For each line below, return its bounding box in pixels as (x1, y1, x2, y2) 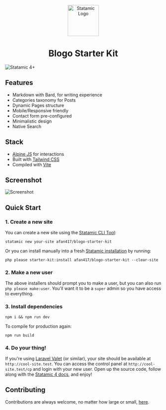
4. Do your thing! (5, 344, 47, 351)
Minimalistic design (12, 118, 52, 124)
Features (5, 78, 33, 87)
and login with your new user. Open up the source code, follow (33, 366, 161, 372)
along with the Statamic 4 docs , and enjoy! (5, 371, 93, 377)
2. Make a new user (5, 269, 53, 275)
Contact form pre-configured (12, 113, 72, 119)
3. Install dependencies (5, 303, 63, 310)
